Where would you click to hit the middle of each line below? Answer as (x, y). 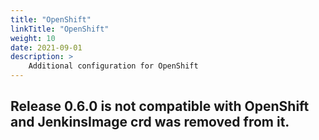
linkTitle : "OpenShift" (60, 29)
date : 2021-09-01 (46, 47)
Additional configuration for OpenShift (113, 66)
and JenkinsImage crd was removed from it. (150, 122)
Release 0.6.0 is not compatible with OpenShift (160, 106)
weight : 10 (33, 38)
